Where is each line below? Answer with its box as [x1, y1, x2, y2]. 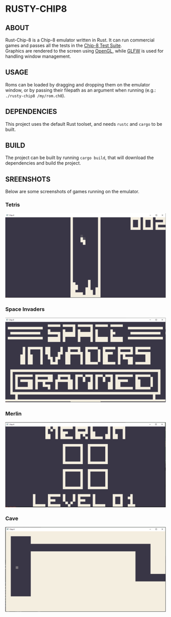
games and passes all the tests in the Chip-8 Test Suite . [5, 42, 122, 49]
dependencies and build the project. [5, 160, 81, 166]
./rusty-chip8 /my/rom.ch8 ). [5, 93, 66, 99]
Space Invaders [5, 306, 45, 313]
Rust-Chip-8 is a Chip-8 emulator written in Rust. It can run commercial [5, 37, 155, 43]
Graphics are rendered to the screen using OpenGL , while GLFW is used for [5, 48, 164, 54]
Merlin [5, 410, 22, 417]
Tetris [5, 201, 20, 209]
